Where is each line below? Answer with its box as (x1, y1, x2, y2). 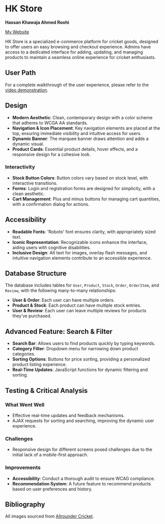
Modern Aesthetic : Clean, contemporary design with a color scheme (12, 114, 153, 120)
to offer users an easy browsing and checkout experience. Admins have (5, 44, 151, 49)
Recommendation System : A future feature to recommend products (12, 480, 151, 486)
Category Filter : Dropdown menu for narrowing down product (12, 346, 138, 352)
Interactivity (5, 164, 35, 171)
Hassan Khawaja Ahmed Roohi (5, 19, 69, 25)
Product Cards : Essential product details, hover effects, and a (12, 146, 138, 152)
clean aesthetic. (12, 191, 45, 196)
